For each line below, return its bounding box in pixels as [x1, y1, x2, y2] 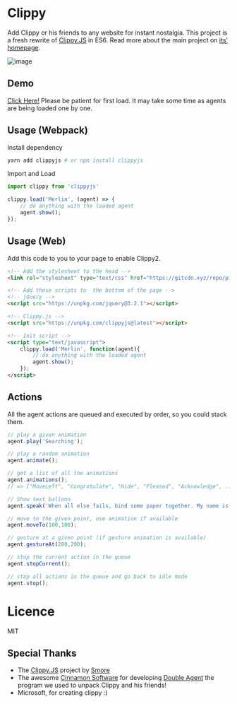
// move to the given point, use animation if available [7, 515, 178, 522]
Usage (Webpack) [7, 124, 88, 136]
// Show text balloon [7, 495, 71, 503]
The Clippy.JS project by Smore [17, 666, 111, 674]
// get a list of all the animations [7, 470, 119, 477]
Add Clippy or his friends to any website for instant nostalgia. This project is [7, 28, 228, 37]
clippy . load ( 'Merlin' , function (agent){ [20, 345, 140, 353]
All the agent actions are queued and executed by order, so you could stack [7, 410, 227, 418]
